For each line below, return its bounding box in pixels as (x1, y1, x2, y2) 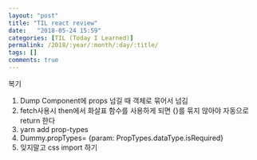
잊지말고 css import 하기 (19, 142, 98, 152)
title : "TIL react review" (8, 19, 98, 27)
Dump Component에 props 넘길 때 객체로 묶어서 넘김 (19, 96, 189, 105)
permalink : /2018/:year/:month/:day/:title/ (8, 41, 159, 49)
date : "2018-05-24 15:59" (8, 26, 102, 34)
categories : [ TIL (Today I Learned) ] (8, 33, 134, 42)
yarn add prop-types (19, 124, 89, 134)
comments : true (8, 57, 59, 64)
